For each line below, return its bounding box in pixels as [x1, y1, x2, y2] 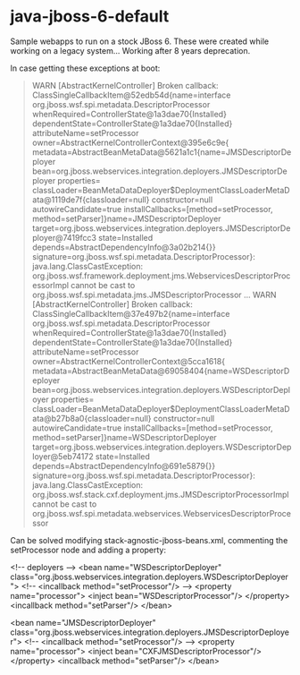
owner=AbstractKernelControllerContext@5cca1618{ [31, 355, 226, 366]
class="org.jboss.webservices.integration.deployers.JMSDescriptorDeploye [10, 627, 289, 637]
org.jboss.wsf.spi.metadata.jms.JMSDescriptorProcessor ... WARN [31, 289, 277, 300]
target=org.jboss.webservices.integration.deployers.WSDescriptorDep [31, 441, 292, 452]
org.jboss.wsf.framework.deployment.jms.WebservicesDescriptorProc [31, 270, 291, 281]
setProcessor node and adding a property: [10, 544, 167, 555]
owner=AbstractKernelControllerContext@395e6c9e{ [31, 137, 229, 148]
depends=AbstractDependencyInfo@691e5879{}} [31, 460, 216, 471]
